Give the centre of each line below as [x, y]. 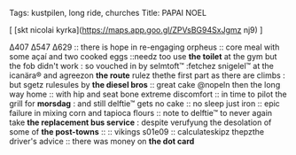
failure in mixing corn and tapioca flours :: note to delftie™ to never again [141, 113]
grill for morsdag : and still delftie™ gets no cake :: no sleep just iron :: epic [145, 104]
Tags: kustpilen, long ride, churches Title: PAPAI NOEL [108, 13]
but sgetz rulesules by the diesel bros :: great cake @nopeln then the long [145, 85]
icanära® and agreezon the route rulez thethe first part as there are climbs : [147, 75]
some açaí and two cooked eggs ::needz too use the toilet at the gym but [143, 56]
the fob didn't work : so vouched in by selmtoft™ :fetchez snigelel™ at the [142, 66]
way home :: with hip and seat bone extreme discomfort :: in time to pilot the [148, 94]
